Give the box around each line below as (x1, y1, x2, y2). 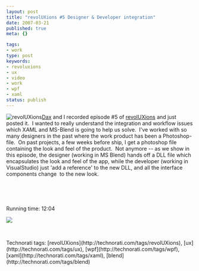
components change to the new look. (6, 170, 99, 177)
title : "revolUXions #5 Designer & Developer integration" (6, 14, 156, 20)
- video (6, 75, 26, 81)
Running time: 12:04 (6, 205, 55, 212)
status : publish (6, 97, 46, 103)
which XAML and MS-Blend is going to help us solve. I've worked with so (6, 126, 187, 133)
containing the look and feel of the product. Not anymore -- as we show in (6, 145, 189, 152)
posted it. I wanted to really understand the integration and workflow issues (6, 120, 193, 127)
